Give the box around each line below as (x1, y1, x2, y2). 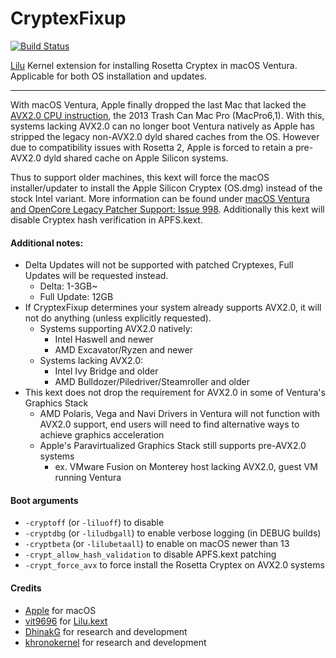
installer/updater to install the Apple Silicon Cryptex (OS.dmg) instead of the (10, 182, 323, 194)
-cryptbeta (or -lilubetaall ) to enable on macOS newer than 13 (24, 538, 290, 550)
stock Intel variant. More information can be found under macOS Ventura (10, 192, 310, 204)
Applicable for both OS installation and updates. (10, 70, 208, 82)
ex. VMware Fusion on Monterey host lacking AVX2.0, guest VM (54, 461, 318, 473)
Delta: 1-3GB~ (39, 280, 98, 292)
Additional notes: (10, 237, 84, 249)
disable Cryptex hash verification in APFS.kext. (10, 213, 203, 226)
